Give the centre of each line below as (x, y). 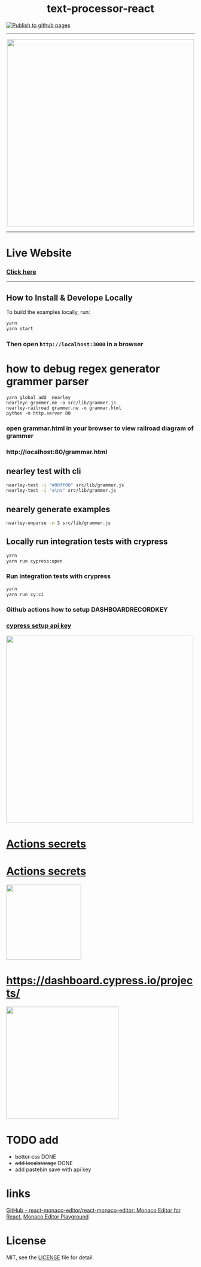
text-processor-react (100, 9)
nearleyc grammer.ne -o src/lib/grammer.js (61, 403)
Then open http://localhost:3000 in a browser (75, 344)
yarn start (20, 329)
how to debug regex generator (83, 369)
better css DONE (36, 1156)
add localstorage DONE (44, 1163)
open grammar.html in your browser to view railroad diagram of (100, 428)
